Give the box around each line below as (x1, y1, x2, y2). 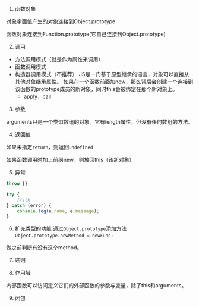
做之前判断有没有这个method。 (6, 244, 83, 251)
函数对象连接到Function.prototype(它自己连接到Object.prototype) (6, 30, 166, 37)
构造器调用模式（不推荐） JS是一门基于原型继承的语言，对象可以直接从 (14, 71, 189, 77)
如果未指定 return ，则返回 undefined (6, 143, 93, 151)
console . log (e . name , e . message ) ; (17, 208, 100, 214)
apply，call (23, 93, 52, 100)
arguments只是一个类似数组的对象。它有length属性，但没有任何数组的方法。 (6, 118, 194, 125)
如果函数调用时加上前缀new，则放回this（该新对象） (6, 156, 135, 163)
